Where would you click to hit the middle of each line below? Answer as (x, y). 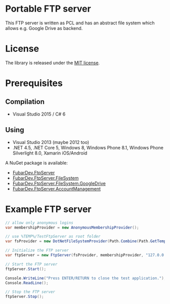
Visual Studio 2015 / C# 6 (39, 114)
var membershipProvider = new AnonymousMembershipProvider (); (72, 227)
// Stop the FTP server (30, 292)
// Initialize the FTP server (37, 251)
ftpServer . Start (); (26, 269)
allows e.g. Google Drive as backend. (44, 28)
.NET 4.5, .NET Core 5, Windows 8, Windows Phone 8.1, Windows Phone (88, 147)
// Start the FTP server (31, 264)
